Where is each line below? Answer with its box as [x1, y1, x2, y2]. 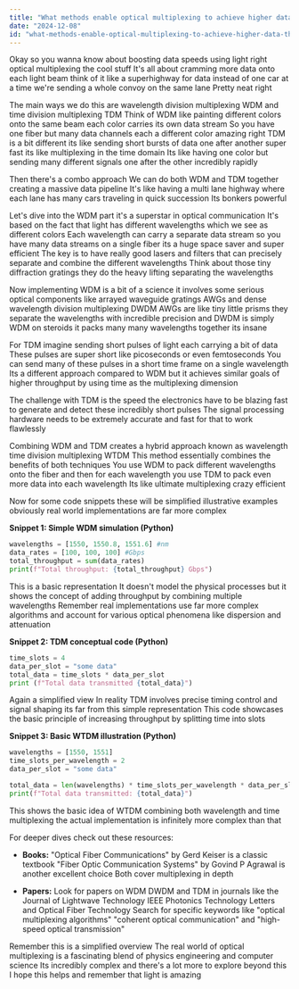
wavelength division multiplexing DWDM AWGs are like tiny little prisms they [9, 303, 288, 314]
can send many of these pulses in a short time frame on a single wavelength [9, 359, 289, 370]
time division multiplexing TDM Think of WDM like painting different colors [9, 109, 282, 121]
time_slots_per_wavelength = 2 [9, 756, 125, 766]
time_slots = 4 [9, 653, 66, 662]
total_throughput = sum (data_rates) [9, 557, 145, 566]
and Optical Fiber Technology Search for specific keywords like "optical [21, 904, 286, 915]
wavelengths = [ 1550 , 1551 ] [9, 748, 114, 757]
